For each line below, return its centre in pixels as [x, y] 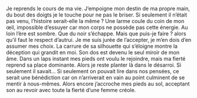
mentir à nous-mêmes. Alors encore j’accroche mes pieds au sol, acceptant [98, 84]
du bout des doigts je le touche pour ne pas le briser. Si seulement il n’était [97, 15]
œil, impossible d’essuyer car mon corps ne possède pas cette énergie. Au [97, 27]
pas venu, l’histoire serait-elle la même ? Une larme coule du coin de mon [95, 21]
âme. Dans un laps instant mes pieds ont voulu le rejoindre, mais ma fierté [96, 59]
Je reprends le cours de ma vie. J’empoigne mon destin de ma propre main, [98, 9]
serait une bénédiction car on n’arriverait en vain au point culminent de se [96, 77]
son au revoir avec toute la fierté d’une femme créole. [71, 90]
